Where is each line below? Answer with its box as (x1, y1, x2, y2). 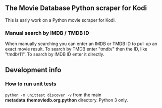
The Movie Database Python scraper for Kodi (5, 4, 147, 12)
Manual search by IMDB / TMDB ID (5, 29, 89, 36)
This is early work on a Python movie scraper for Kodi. (5, 17, 116, 23)
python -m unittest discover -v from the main (5, 92, 102, 98)
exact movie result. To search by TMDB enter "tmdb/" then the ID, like (5, 46, 148, 52)
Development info (5, 65, 61, 74)
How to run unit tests (5, 80, 56, 87)
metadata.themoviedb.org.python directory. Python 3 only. (5, 97, 128, 103)
